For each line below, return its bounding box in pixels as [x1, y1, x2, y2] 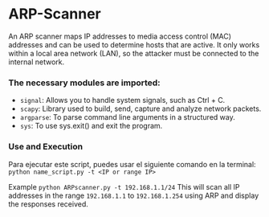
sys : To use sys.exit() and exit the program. [19, 121, 163, 131]
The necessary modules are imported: [8, 77, 161, 88]
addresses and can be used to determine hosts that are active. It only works [8, 39, 260, 49]
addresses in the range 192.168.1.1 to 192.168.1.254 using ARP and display [8, 190, 259, 200]
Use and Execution [8, 141, 83, 153]
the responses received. [8, 199, 88, 209]
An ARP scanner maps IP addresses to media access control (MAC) [8, 31, 231, 41]
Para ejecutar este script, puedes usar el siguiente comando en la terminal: [8, 159, 256, 169]
